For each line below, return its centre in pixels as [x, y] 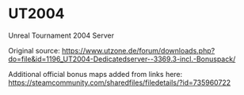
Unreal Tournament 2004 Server [61, 35]
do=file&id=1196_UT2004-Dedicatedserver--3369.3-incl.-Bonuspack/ [122, 59]
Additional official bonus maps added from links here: [95, 74]
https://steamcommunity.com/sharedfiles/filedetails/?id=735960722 [120, 82]
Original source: [34, 50]
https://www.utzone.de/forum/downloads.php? [139, 50]
